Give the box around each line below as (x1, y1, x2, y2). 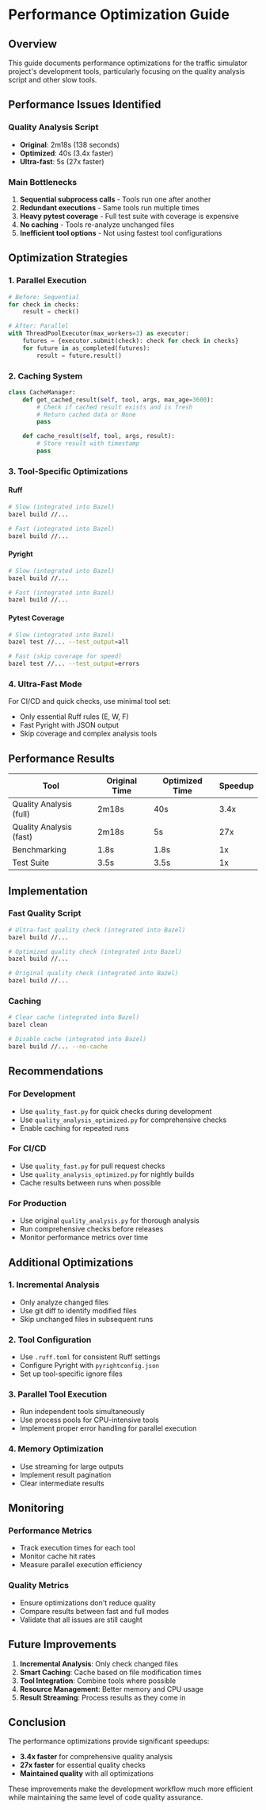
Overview (8, 37, 58, 51)
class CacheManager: (8, 388, 77, 396)
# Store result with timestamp (36, 440, 140, 448)
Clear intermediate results (19, 1478, 104, 1488)
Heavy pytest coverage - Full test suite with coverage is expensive (19, 211, 239, 221)
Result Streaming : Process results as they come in (19, 1693, 186, 1702)
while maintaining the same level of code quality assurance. (8, 1793, 203, 1802)
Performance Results (8, 751, 115, 765)
